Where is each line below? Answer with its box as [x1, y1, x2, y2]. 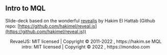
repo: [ [5, 23, 19, 29]
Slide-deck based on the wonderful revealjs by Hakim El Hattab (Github [5, 17, 156, 23]
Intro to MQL [5, 4, 46, 13]
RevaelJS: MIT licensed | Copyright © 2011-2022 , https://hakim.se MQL [10, 38, 162, 44]
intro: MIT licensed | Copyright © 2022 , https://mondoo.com [21, 43, 150, 50]
